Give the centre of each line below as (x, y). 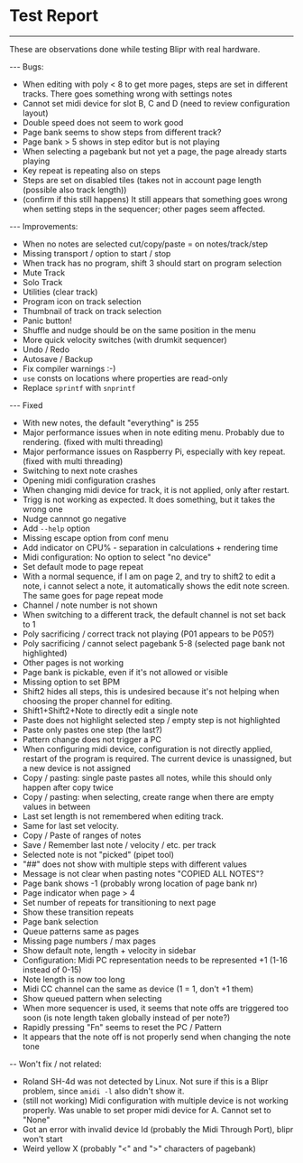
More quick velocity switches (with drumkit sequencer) (124, 340)
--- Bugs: (27, 66)
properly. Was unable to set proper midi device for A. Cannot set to (147, 1110)
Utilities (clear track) (60, 292)
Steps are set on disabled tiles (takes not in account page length (142, 180)
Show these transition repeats (78, 912)
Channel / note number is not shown (90, 605)
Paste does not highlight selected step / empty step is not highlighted (151, 720)
